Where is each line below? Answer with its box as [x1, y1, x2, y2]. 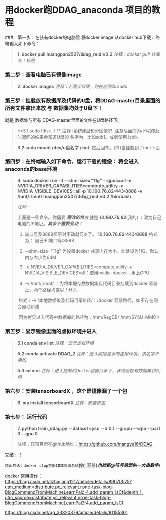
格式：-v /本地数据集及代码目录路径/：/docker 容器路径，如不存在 [18, 297, 154, 303]
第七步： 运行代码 [5, 414, 47, 421]
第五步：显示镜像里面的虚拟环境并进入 [5, 328, 97, 335]
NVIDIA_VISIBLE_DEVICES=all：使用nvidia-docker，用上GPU [24, 270, 150, 276]
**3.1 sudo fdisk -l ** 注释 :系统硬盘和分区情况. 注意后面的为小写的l [17, 128, 156, 134]
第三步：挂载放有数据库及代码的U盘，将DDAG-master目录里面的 [5, 97, 161, 104]
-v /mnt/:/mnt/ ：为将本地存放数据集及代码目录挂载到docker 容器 [24, 280, 158, 286]
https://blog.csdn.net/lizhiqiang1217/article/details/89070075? [5, 478, 132, 484]
